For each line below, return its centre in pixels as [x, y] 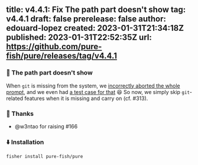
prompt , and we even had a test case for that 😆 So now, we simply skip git [98, 92]
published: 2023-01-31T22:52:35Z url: [79, 38]
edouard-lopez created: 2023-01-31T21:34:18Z [95, 28]
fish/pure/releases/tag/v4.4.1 [61, 56]
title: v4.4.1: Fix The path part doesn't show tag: [96, 10]
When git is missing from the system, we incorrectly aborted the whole [93, 86]
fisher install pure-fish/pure [45, 157]
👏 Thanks [20, 114]
